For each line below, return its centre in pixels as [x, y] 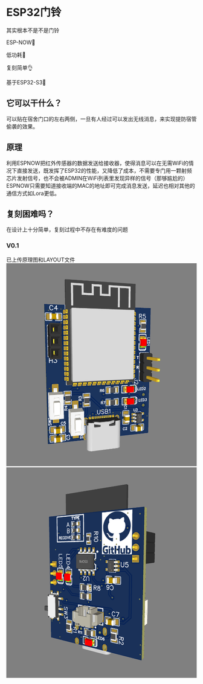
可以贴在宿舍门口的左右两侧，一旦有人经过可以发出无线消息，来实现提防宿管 [101, 119]
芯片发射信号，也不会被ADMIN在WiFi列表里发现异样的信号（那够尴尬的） [97, 178]
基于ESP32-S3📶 [26, 82]
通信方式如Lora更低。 [33, 193]
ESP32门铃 [34, 12]
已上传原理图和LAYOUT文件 [41, 260]
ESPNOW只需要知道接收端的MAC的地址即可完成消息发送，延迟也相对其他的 [101, 185]
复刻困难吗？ [30, 214]
